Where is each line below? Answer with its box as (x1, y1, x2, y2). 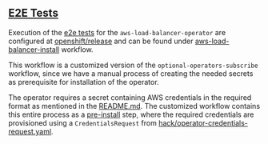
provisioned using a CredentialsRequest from (8, 118, 158, 127)
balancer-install (8, 44, 60, 54)
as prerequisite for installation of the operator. (8, 77, 159, 86)
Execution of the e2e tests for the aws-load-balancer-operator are (8, 27, 226, 37)
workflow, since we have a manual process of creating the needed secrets (8, 68, 254, 78)
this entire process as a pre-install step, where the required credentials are (8, 110, 254, 119)
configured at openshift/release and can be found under (8, 36, 194, 46)
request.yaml (8, 126, 52, 136)
